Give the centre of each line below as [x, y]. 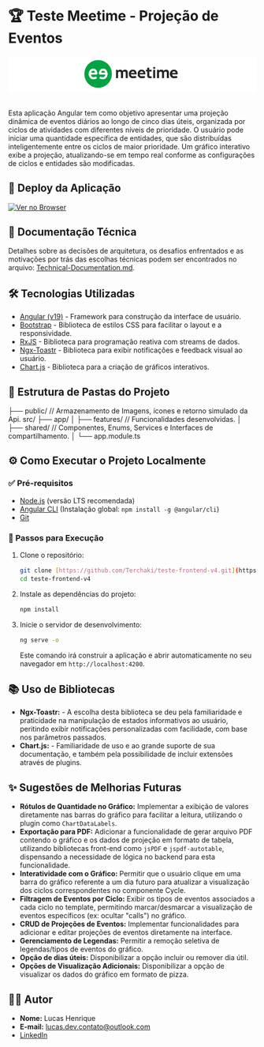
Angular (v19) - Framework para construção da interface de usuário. [130, 317]
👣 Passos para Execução [56, 537]
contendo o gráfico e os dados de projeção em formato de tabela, [126, 840]
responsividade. [46, 333]
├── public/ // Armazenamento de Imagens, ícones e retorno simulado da [128, 411]
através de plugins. [50, 763]
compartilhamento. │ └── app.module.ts [74, 436]
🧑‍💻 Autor [31, 999]
